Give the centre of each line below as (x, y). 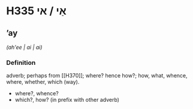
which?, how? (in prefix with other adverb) (67, 100)
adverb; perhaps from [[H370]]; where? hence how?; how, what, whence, (97, 76)
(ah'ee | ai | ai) (25, 47)
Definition (21, 63)
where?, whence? (37, 94)
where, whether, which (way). (43, 82)
